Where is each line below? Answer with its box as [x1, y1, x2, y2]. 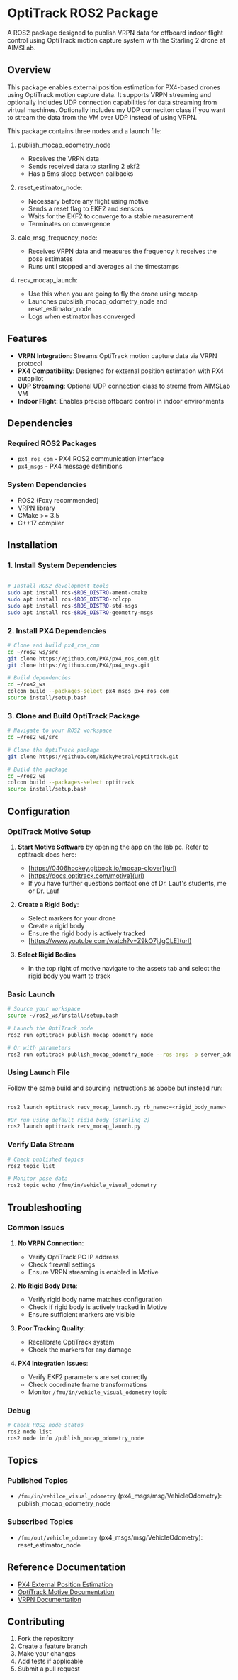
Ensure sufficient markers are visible [28, 1310, 135, 1318]
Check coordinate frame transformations [28, 1380, 147, 1389]
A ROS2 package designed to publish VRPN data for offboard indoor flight [7, 28, 223, 37]
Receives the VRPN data [28, 154, 100, 162]
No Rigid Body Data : [17, 1281, 78, 1290]
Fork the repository [17, 1635, 74, 1643]
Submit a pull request [17, 1664, 80, 1673]
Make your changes [17, 1650, 76, 1658]
